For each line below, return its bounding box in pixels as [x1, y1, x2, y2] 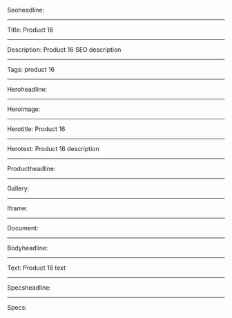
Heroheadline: [7, 86, 48, 93]
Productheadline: [7, 165, 57, 172]
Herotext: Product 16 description [7, 145, 99, 152]
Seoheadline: [7, 6, 45, 14]
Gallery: [7, 184, 30, 192]
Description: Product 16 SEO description [7, 46, 122, 54]
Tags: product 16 [7, 66, 55, 73]
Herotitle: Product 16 [7, 125, 66, 133]
